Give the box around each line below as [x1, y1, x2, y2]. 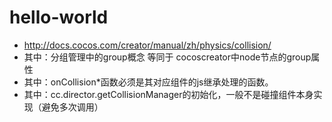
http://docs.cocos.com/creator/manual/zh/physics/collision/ [23, 39, 272, 51]
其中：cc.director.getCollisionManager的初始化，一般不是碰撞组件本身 [23, 88, 314, 100]
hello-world [9, 6, 109, 29]
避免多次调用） [41, 101, 104, 113]
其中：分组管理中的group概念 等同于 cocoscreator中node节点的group [23, 51, 312, 63]
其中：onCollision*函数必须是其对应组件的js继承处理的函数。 [23, 76, 274, 88]
